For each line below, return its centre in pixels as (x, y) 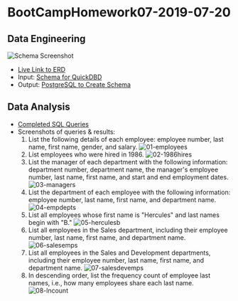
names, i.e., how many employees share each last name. (111, 282)
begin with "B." (50, 222)
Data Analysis (39, 107)
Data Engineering (47, 39)
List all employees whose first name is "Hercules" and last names (124, 215)
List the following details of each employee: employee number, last (126, 139)
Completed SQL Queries (53, 124)
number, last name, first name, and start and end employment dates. (128, 177)
